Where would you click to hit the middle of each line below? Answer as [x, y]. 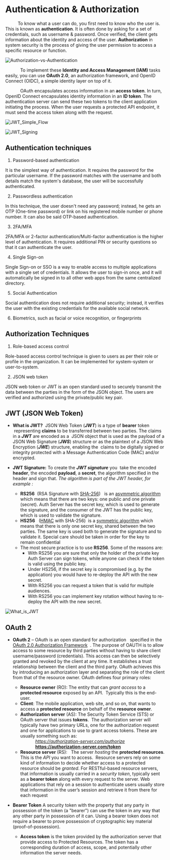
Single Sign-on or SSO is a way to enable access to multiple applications [81, 267]
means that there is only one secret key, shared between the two [88, 526]
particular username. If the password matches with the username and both [83, 175]
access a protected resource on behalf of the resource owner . [86, 709]
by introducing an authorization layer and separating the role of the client [89, 672]
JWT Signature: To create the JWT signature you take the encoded [84, 468]
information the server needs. [51, 853]
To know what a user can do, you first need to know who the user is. [89, 23]
